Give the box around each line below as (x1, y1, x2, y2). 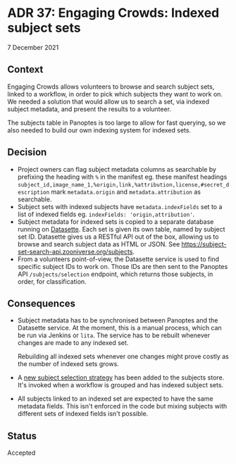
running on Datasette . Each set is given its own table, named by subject (17, 225, 225, 233)
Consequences (7, 297, 76, 309)
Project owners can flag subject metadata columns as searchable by (17, 165, 217, 173)
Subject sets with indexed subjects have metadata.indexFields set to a (17, 202, 223, 211)
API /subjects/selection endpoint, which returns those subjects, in (17, 270, 213, 278)
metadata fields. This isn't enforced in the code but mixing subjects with (17, 402, 228, 410)
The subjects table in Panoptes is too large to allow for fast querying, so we (7, 118, 226, 127)
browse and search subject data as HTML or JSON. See (17, 239, 180, 248)
